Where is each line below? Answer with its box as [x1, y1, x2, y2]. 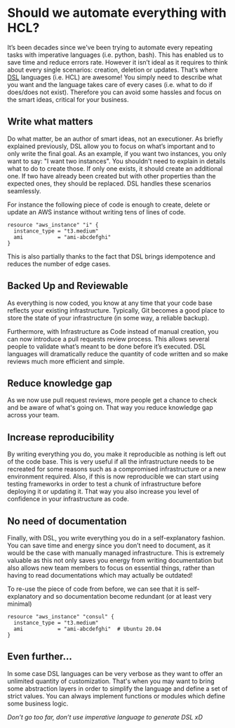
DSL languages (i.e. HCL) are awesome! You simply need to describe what [7, 72, 222, 82]
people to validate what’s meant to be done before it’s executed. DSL [7, 342, 206, 351]
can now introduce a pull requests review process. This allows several [7, 334, 210, 343]
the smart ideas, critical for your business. [7, 95, 129, 103]
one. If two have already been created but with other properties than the [7, 171, 216, 180]
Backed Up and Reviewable [7, 280, 128, 292]
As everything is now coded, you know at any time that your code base [7, 299, 213, 307]
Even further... [7, 651, 72, 663]
